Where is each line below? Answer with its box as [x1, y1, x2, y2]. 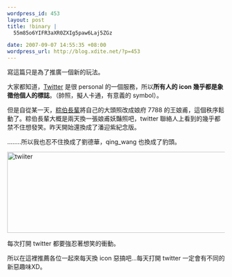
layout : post [7, 17, 45, 23]
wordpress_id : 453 [7, 10, 60, 17]
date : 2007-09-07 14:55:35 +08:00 [7, 42, 107, 49]
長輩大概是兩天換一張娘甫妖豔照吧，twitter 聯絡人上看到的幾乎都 [37, 114, 221, 123]
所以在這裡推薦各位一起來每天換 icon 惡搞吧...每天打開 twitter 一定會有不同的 [7, 254, 225, 262]
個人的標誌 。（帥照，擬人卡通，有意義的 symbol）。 [19, 91, 163, 99]
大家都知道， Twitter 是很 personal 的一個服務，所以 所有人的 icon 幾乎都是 [7, 83, 217, 90]
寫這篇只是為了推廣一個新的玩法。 [7, 68, 104, 76]
